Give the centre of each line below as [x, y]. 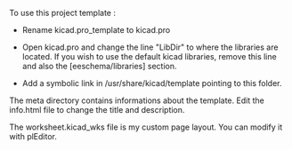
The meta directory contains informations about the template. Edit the [137, 100]
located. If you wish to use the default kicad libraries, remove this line [150, 56]
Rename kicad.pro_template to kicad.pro [96, 30]
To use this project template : [62, 13]
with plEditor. [33, 136]
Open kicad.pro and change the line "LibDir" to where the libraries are [150, 47]
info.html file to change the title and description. [97, 110]
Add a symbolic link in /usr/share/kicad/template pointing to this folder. [152, 83]
